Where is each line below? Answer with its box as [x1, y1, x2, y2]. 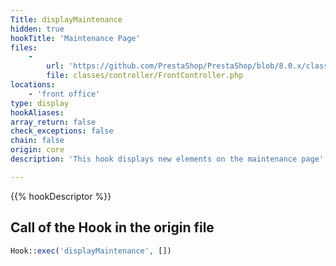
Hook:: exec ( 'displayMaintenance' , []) [10, 246, 172, 256]
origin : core [10, 145, 65, 155]
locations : [10, 80, 56, 90]
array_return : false [10, 117, 97, 127]
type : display [10, 98, 70, 108]
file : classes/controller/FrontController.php [46, 71, 244, 81]
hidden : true [10, 24, 65, 34]
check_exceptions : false [10, 126, 114, 136]
